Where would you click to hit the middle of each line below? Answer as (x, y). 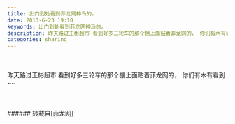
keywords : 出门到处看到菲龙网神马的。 (57, 26)
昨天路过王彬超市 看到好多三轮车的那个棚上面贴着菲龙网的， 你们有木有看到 (116, 75)
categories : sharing (37, 40)
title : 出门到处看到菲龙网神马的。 (52, 14)
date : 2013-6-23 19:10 (40, 20)
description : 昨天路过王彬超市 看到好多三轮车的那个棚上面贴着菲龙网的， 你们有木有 (116, 33)
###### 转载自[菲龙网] (41, 114)
